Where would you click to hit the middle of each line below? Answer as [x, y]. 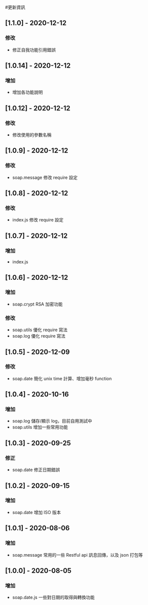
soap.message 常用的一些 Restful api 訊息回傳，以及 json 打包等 [77, 555]
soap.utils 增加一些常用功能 [40, 427]
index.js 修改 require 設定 [38, 220]
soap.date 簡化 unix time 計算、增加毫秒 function [62, 378]
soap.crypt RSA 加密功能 [37, 304]
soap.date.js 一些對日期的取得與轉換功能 [53, 598]
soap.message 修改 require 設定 [45, 177]
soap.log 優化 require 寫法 [39, 336]
